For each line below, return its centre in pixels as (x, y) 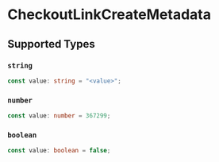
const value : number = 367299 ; (59, 116)
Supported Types (52, 44)
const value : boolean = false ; (59, 151)
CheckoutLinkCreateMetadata (109, 15)
